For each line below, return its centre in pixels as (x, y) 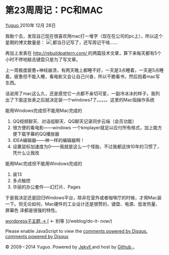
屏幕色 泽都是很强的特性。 (32, 210)
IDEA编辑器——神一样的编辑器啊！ (48, 140)
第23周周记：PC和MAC (54, 10)
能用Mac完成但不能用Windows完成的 (44, 163)
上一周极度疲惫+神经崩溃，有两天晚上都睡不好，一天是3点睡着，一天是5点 (82, 70)
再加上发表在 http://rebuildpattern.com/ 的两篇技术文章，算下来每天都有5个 (83, 53)
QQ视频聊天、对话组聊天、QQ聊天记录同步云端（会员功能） (75, 121)
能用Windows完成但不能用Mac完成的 (44, 110)
